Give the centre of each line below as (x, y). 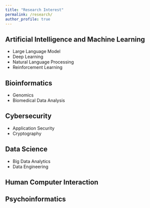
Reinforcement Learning (37, 67)
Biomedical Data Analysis (39, 100)
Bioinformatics (29, 83)
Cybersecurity (28, 116)
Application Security (33, 128)
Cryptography (27, 133)
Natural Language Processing (43, 62)
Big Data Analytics (31, 161)
